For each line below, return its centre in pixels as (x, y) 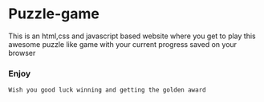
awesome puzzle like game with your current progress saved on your (123, 44)
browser (22, 53)
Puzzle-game (54, 14)
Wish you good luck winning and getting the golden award (107, 90)
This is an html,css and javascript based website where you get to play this (132, 36)
